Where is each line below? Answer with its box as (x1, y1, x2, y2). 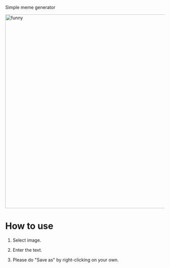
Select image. (12, 237, 41, 243)
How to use (5, 220, 54, 232)
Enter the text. (12, 247, 42, 253)
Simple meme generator (5, 5, 56, 10)
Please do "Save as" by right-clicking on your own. (12, 256, 119, 263)
